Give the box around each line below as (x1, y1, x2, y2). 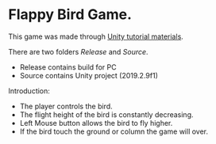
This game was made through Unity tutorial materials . (8, 32, 184, 41)
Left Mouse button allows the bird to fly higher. (19, 118, 173, 127)
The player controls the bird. (19, 101, 113, 111)
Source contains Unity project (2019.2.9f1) (19, 70, 159, 80)
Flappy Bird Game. (8, 6, 133, 24)
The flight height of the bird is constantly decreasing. (19, 109, 194, 119)
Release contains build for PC (19, 62, 117, 72)
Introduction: (8, 85, 50, 96)
